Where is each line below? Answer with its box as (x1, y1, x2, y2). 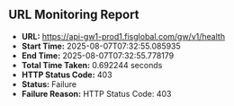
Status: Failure (21, 78, 77, 89)
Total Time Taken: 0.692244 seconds (21, 59, 163, 70)
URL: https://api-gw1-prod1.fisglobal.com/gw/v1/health (21, 31, 226, 41)
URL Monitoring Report (8, 7, 140, 22)
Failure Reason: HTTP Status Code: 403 (21, 88, 172, 99)
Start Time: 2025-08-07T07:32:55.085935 (21, 40, 181, 51)
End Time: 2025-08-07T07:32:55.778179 (21, 49, 175, 61)
